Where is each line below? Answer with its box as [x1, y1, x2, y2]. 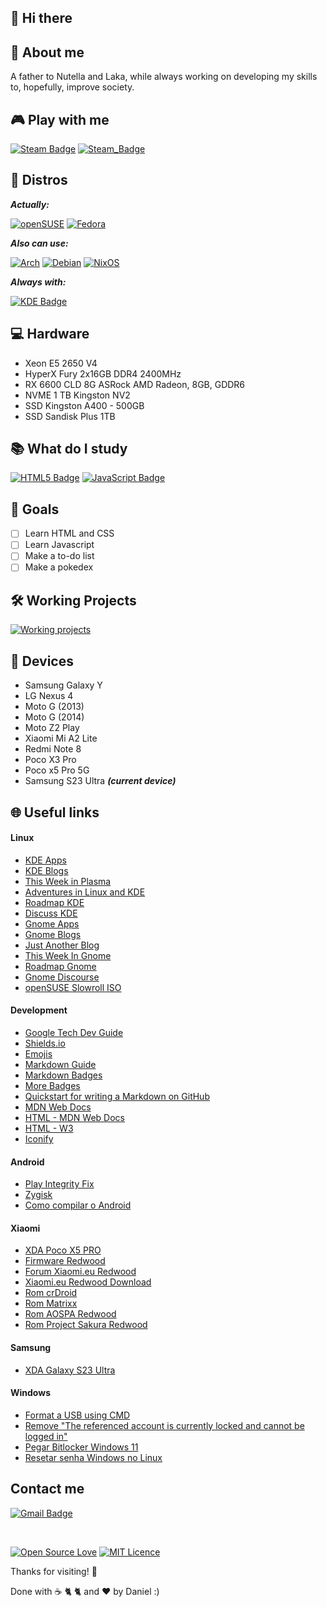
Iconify [24, 1132, 54, 1145]
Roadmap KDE [24, 896, 85, 908]
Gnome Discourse [24, 971, 100, 983]
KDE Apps [24, 854, 67, 866]
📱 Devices [10, 652, 74, 670]
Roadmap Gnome [24, 960, 97, 972]
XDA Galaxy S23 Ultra [24, 1364, 116, 1376]
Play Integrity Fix [24, 1178, 95, 1190]
